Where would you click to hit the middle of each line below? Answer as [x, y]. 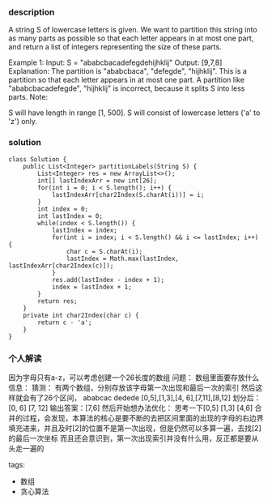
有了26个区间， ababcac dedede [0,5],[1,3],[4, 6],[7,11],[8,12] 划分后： [145, 397]
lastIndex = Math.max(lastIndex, [123, 258]
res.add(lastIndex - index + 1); [108, 280]
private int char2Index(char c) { [81, 315]
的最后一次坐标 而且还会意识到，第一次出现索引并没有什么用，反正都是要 [130, 438]
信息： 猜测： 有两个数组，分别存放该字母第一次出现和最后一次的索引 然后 [132, 387]
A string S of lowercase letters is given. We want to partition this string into [133, 30]
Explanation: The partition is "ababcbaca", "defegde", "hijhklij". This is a [127, 71]
